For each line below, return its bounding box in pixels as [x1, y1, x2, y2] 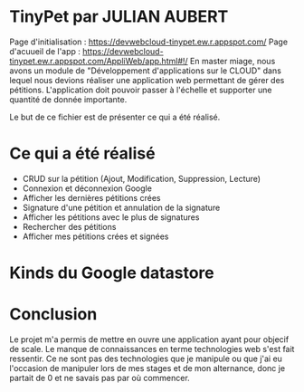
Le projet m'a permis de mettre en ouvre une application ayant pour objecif [9, 334, 290, 345]
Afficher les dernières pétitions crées [22, 192, 161, 203]
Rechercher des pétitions [22, 221, 117, 232]
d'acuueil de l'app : [9, 45, 81, 56]
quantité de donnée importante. [9, 93, 128, 105]
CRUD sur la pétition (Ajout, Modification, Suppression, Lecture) [22, 173, 261, 184]
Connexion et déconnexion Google [22, 183, 152, 194]
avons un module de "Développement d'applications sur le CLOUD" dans [9, 65, 282, 76]
